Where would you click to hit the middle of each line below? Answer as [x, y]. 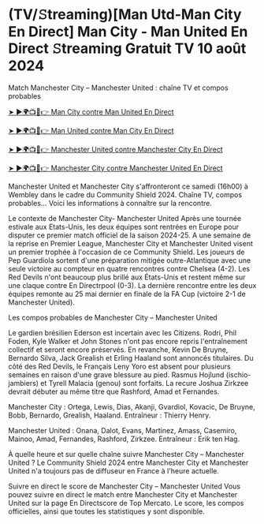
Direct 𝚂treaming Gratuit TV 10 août [127, 49]
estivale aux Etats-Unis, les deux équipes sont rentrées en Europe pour [123, 226]
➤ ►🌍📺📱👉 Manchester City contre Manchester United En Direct [115, 168]
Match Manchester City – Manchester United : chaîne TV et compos [118, 88]
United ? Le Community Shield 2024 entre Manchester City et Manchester [128, 462]
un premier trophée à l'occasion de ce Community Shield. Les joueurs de [126, 252]
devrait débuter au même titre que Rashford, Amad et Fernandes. [114, 391]
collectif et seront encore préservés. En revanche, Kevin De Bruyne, [118, 350]
